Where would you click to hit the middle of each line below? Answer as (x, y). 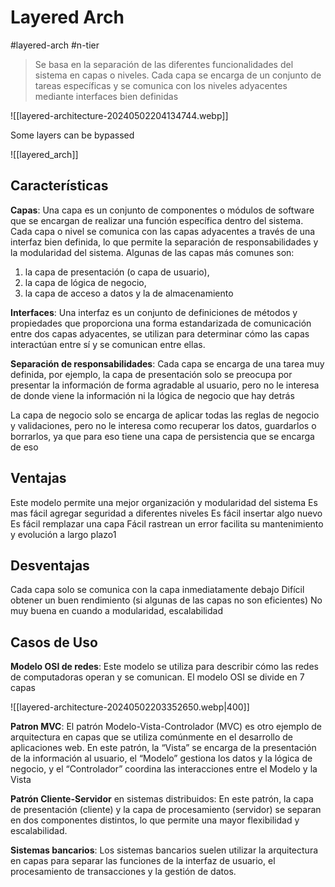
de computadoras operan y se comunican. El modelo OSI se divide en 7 (157, 677)
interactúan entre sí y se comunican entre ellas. (108, 344)
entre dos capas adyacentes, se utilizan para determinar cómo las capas (160, 333)
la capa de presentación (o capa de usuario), (117, 272)
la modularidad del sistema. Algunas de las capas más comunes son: (152, 252)
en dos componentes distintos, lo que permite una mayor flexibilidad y (155, 820)
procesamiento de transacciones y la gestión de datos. (123, 872)
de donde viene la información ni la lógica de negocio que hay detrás (152, 395)
